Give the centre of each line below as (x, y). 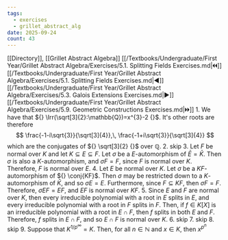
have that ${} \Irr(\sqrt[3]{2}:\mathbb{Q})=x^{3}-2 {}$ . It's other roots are (111, 118)
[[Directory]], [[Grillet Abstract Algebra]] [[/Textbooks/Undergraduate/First (112, 58)
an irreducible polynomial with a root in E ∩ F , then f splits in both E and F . (111, 212)
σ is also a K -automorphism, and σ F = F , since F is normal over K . (100, 161)
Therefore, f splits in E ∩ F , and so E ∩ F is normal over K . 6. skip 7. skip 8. (111, 219)
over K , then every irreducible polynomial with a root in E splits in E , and (108, 198)
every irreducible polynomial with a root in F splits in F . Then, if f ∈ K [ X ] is (112, 205)
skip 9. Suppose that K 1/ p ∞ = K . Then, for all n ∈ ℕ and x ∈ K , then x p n (107, 228)
